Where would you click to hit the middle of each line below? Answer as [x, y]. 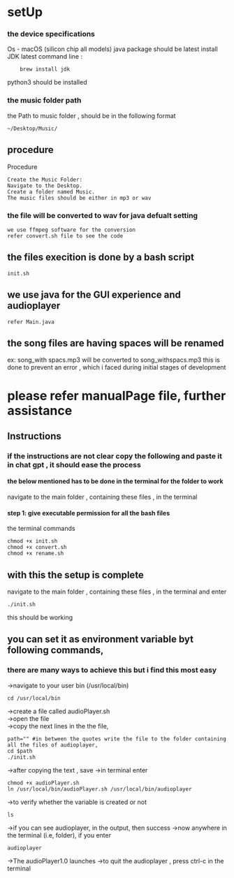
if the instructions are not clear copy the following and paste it [115, 456]
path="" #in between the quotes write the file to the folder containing [117, 739]
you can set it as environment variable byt [101, 639]
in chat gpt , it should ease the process [74, 464]
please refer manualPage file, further [117, 396]
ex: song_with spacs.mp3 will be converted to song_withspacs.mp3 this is [114, 360]
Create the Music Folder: [45, 180]
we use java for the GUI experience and [94, 295]
